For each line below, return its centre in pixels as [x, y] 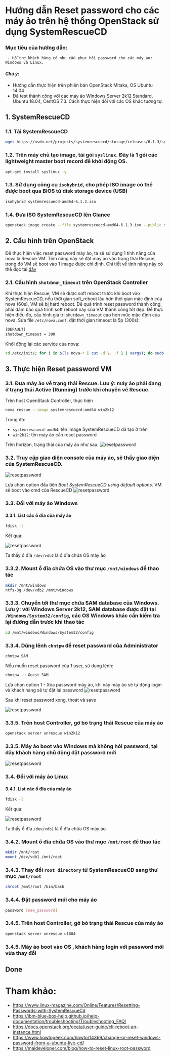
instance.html [27, 1032]
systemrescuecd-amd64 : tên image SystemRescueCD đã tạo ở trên [80, 429]
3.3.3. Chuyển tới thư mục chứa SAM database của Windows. [82, 603]
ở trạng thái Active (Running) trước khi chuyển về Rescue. [78, 389]
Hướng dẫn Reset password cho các [82, 10]
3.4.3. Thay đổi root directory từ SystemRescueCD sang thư [81, 870]
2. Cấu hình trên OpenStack [50, 241]
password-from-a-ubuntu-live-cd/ [48, 1043]
